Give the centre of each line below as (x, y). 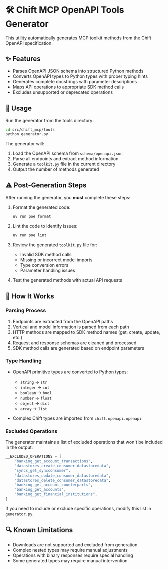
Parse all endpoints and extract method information (65, 159)
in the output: (19, 447)
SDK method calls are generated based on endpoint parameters (78, 348)
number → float (36, 398)
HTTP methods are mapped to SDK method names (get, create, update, (86, 332)
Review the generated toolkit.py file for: (55, 245)
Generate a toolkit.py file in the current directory (64, 164)
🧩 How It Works (30, 296)
